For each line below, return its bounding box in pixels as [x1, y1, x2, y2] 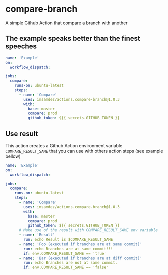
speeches [5, 42, 37, 51]
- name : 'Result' [18, 232, 55, 238]
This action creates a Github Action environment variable [5, 142, 123, 148]
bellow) [5, 153, 21, 159]
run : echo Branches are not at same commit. [23, 260, 118, 265]
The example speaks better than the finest [5, 34, 140, 43]
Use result [5, 129, 38, 138]
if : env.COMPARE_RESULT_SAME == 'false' [23, 265, 109, 270]
